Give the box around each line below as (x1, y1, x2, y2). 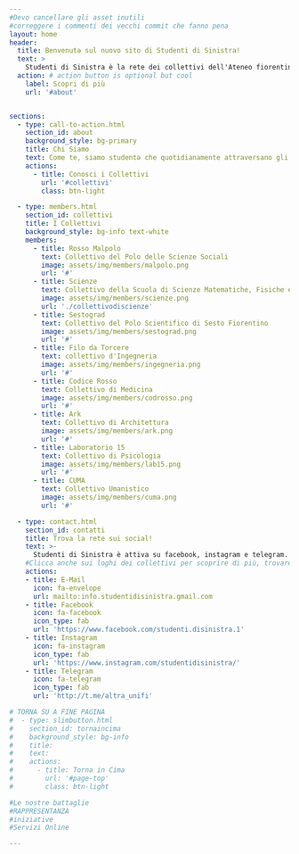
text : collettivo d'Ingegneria (41, 352, 158, 361)
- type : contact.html (17, 517, 98, 526)
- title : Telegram (25, 667, 93, 676)
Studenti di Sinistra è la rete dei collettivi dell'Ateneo (25, 63, 253, 72)
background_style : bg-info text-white (25, 228, 169, 236)
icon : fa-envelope (32, 584, 101, 593)
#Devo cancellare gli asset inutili (9, 12, 145, 22)
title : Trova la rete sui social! (25, 534, 153, 543)
